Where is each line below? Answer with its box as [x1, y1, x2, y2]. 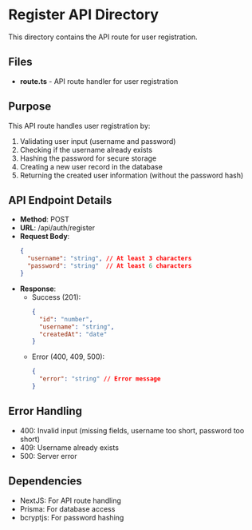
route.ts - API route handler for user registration [19, 76, 179, 86]
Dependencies [8, 474, 82, 488]
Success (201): [31, 292, 81, 301]
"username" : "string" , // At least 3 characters [27, 254, 192, 263]
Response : [19, 284, 57, 293]
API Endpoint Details [8, 193, 112, 207]
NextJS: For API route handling [19, 496, 122, 505]
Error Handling [8, 404, 82, 418]
